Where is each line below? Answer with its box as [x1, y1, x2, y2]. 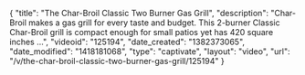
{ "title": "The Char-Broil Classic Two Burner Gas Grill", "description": [9, 8, 269, 18]
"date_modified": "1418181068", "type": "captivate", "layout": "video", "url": [9, 46, 290, 57]
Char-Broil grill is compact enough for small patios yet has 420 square [9, 27, 274, 37]
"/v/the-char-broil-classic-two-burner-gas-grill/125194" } [9, 56, 226, 66]
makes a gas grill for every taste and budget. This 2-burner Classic [28, 17, 280, 28]
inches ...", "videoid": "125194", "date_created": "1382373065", [9, 36, 245, 47]
